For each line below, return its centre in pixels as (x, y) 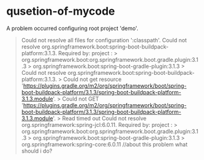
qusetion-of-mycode (61, 11)
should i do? (37, 151)
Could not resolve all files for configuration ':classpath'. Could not (104, 40)
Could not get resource (93, 79)
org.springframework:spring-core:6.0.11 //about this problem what (104, 144)
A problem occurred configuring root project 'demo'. (73, 28)
